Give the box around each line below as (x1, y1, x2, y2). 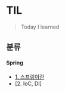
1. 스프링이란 (14, 73, 45, 80)
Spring (6, 59, 24, 66)
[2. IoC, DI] (14, 80, 42, 87)
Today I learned (20, 23, 60, 30)
